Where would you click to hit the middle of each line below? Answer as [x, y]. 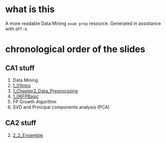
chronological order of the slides [75, 49]
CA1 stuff [20, 68]
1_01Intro [22, 85]
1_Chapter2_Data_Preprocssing [45, 91]
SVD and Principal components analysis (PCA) [61, 107]
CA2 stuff [21, 123]
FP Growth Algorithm [35, 101]
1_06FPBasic [26, 96]
